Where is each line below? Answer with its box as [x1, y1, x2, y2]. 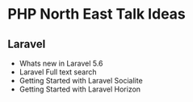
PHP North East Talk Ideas [7, 5, 187, 23]
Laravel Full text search [19, 67, 97, 77]
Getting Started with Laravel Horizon [19, 84, 141, 94]
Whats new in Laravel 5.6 [19, 58, 103, 68]
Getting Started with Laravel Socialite [19, 76, 143, 85]
